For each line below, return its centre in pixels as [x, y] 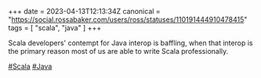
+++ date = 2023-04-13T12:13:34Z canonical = [84, 11]
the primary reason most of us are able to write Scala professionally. [118, 51]
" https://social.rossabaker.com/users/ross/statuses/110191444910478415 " [128, 19]
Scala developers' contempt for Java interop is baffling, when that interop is [130, 43]
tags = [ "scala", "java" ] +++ [55, 28]
